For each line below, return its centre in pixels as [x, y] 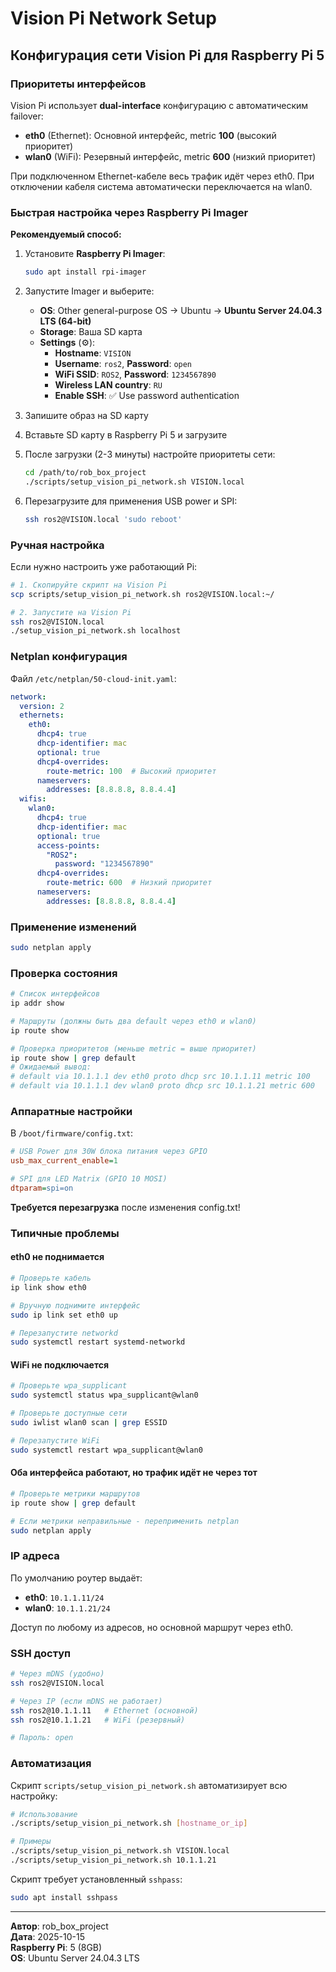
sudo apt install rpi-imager [85, 272]
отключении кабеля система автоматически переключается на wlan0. [161, 186]
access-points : [68, 845]
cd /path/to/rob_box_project [85, 473]
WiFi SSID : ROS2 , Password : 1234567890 [135, 374]
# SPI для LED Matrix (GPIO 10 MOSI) [89, 1179]
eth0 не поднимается [57, 1257]
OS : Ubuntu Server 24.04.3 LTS [75, 1958]
